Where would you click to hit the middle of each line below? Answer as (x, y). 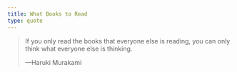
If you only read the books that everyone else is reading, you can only (127, 41)
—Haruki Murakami (53, 62)
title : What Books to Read (47, 14)
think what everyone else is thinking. (79, 48)
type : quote (25, 21)
